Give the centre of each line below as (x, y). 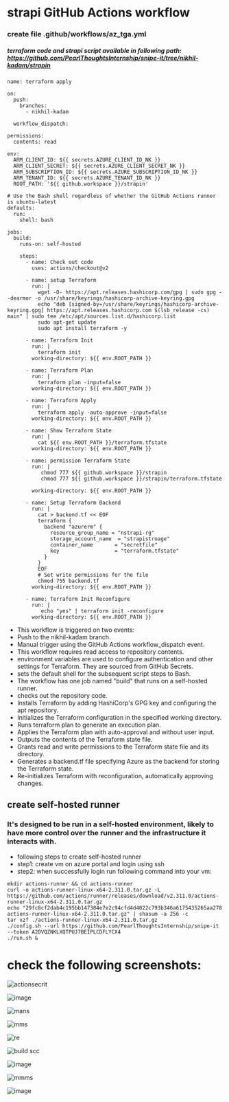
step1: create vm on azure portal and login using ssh (91, 863)
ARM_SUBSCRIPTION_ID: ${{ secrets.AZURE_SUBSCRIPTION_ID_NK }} (105, 172)
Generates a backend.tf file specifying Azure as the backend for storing (118, 762)
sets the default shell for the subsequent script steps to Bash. (104, 674)
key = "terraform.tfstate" (115, 551)
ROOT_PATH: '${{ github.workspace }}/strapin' (81, 184)
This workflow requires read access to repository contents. (100, 652)
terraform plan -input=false (79, 383)
